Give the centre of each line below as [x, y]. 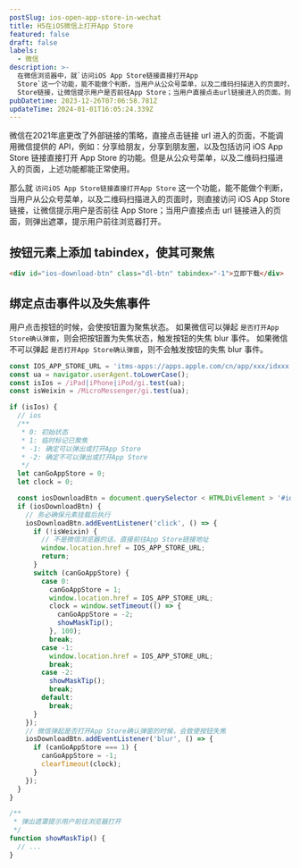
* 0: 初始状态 [45, 432]
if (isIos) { [33, 408]
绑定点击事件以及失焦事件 [79, 303]
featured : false [39, 34]
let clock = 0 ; [46, 482]
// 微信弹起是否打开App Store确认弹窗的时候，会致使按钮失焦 [126, 731]
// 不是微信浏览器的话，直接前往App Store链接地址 [125, 540]
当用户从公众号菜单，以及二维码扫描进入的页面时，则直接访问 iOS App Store [150, 199]
